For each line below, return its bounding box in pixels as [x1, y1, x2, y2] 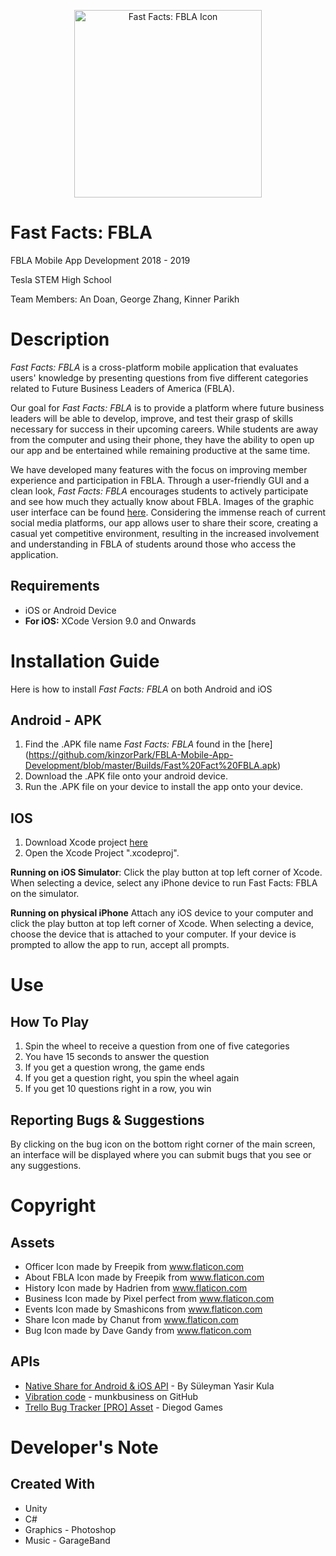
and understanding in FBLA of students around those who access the [10, 538, 297, 550]
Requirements [10, 578, 100, 595]
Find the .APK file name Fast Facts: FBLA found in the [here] [24, 738, 273, 750]
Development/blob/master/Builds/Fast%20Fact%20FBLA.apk [24, 760, 278, 772]
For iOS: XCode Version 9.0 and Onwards [24, 615, 197, 627]
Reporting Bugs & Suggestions [10, 1111, 205, 1129]
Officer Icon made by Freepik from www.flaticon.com [24, 1261, 245, 1273]
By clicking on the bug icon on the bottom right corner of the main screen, [10, 1138, 316, 1150]
